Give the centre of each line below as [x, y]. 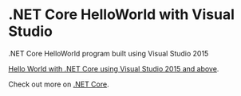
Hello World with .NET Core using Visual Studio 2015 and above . [114, 68]
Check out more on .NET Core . [59, 84]
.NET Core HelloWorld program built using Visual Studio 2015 [109, 53]
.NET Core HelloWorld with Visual [122, 15]
